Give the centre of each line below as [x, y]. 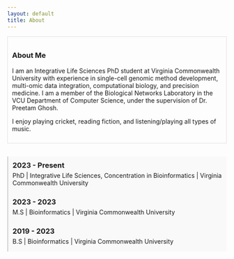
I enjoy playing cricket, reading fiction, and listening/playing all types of [114, 121]
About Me [29, 55]
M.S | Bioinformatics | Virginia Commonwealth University [94, 212]
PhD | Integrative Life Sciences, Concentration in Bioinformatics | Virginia [117, 175]
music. [22, 128]
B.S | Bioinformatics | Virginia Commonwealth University [93, 241]
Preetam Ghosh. [35, 108]
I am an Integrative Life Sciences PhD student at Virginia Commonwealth [116, 71]
